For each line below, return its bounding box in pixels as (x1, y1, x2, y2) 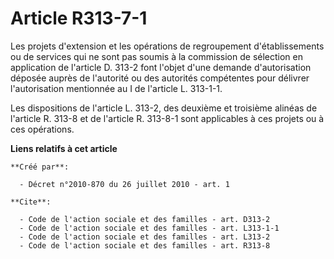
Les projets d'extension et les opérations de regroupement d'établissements (10, 40, 325, 52)
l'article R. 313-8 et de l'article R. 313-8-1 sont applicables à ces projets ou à (10, 112, 325, 124)
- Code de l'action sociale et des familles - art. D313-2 (19, 214, 271, 224)
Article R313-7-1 (10, 7, 148, 30)
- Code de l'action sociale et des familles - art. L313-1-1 (19, 223, 280, 233)
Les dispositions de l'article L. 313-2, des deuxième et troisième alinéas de (10, 102, 318, 114)
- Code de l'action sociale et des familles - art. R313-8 (19, 240, 271, 251)
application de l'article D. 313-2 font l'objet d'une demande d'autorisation (10, 61, 312, 73)
